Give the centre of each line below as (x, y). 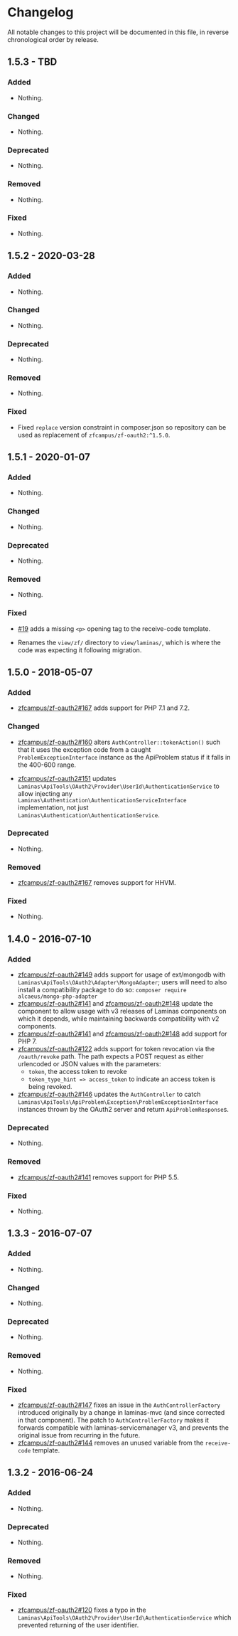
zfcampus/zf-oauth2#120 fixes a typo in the (82, 1610)
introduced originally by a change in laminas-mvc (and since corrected (121, 1412)
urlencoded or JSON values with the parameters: (89, 1064)
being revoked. (50, 1087)
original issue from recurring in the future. (79, 1435)
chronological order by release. (53, 39)
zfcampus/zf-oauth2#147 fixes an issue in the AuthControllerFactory (119, 1405)
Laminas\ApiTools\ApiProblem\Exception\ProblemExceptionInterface (118, 1103)
